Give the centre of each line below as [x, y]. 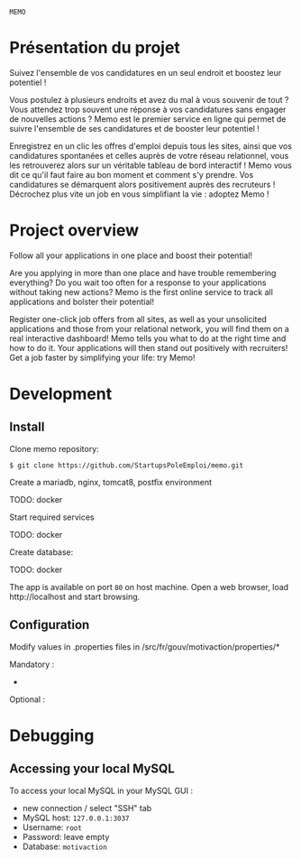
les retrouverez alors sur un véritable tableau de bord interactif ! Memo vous [151, 165]
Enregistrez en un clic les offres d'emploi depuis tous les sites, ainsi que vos [151, 146]
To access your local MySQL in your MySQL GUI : [101, 790]
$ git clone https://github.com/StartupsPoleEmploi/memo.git [127, 465]
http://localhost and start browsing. [75, 596]
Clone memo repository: [54, 448]
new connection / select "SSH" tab [87, 808]
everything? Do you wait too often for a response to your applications [138, 282]
